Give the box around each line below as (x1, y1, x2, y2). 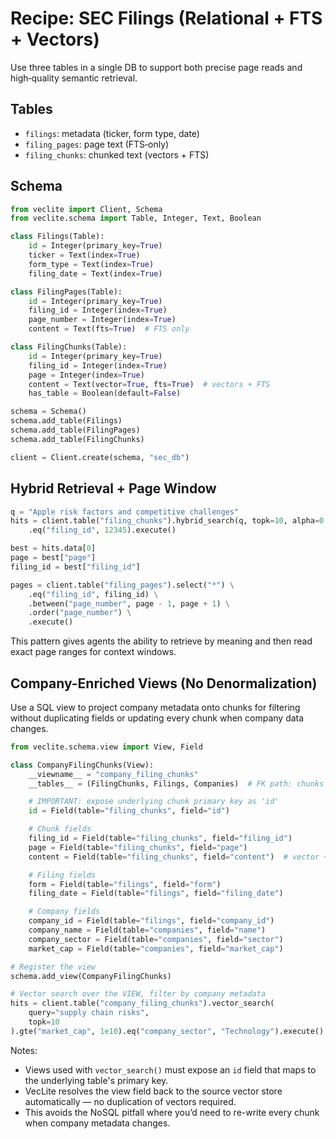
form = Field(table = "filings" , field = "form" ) (28, 879, 222, 889)
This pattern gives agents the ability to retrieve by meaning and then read (10, 635, 313, 647)
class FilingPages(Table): (10, 287, 123, 297)
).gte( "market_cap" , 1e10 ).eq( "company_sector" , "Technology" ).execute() (10, 1026, 325, 1036)
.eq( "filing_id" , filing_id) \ (28, 589, 159, 599)
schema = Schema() (10, 407, 87, 417)
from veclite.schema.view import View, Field (10, 742, 203, 752)
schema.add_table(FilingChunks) (10, 434, 145, 444)
